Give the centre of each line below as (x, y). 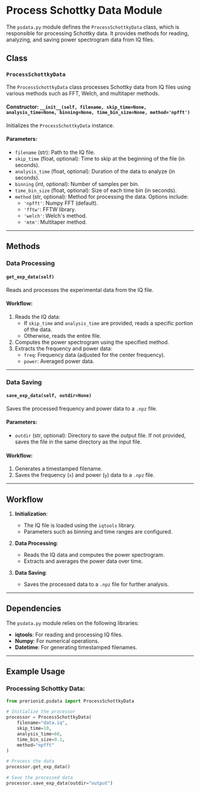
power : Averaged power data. (59, 361)
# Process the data (30, 762)
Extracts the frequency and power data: (63, 348)
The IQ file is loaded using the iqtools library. (79, 525)
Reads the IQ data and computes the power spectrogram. (94, 555)
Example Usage (36, 672)
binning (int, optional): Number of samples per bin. (77, 184)
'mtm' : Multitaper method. (55, 222)
